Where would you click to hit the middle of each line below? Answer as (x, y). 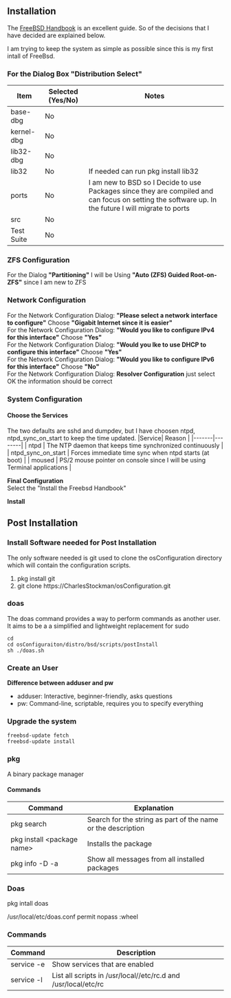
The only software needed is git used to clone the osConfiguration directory (114, 558)
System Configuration (45, 399)
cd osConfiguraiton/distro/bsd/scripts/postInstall (82, 644)
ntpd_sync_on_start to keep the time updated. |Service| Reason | (99, 438)
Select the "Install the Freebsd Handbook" (67, 488)
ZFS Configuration (38, 260)
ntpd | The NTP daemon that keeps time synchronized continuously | (126, 445)
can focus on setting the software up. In (153, 200)
